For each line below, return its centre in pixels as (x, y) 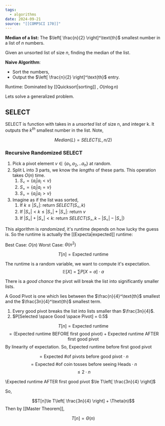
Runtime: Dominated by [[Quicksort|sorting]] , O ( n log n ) (62, 87)
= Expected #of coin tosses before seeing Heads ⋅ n (84, 364)
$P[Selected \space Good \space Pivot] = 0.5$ (60, 317)
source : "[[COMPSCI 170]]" (33, 24)
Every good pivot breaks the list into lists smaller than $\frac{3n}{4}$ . (83, 311)
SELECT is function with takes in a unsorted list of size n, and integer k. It (80, 124)
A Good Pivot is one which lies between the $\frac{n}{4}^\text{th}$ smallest (82, 296)
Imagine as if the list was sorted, (45, 200)
